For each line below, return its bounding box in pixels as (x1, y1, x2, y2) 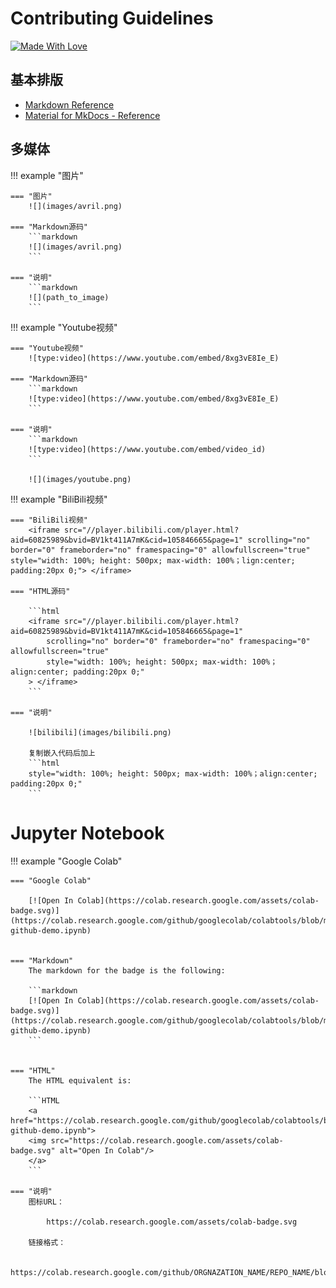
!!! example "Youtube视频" (10, 321, 118, 333)
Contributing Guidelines (10, 7, 214, 30)
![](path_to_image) (28, 292, 110, 302)
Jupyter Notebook (10, 822, 165, 844)
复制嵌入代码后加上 (28, 748, 96, 758)
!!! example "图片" (10, 169, 84, 181)
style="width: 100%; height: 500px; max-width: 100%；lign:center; (10, 555, 296, 566)
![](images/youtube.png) (28, 474, 132, 484)
